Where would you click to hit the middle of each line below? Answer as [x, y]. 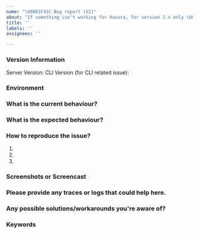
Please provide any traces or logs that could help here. [86, 192]
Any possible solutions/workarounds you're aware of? [86, 208]
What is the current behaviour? [52, 104]
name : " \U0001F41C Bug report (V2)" [51, 12]
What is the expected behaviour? [55, 120]
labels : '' [20, 28]
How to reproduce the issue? [48, 136]
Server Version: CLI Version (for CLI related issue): [68, 72]
